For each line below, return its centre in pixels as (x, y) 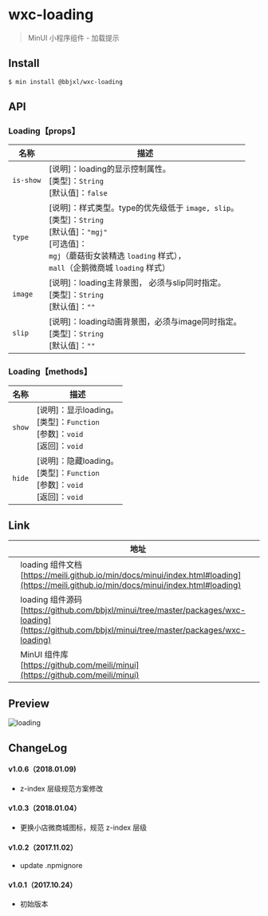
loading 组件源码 (51, 600)
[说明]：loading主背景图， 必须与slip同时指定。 (137, 283)
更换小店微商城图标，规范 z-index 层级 (83, 827)
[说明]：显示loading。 (77, 410)
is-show (27, 180)
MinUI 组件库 (45, 655)
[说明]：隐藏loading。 (77, 461)
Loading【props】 (44, 131)
